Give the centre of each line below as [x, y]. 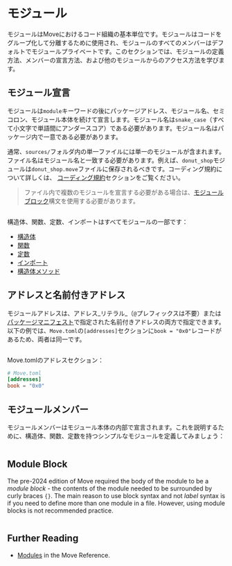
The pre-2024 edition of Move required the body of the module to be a [108, 481]
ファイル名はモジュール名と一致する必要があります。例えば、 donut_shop [110, 160]
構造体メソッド [38, 271]
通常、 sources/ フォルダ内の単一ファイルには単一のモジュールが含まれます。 [116, 151]
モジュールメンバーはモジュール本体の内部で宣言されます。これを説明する [113, 427]
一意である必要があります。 [83, 137]
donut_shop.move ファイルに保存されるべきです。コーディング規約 [124, 169]
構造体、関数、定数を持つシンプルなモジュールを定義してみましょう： [125, 436]
